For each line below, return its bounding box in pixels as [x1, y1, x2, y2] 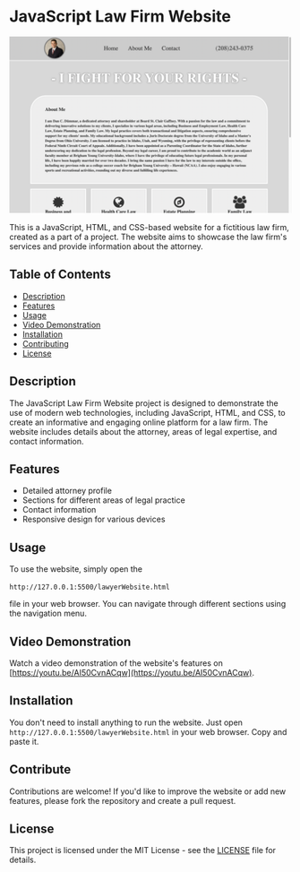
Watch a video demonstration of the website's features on [9, 658, 224, 669]
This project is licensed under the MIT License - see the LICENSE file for [9, 845, 276, 856]
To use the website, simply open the [9, 564, 143, 574]
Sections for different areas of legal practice [21, 495, 185, 505]
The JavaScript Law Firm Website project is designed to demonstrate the [9, 397, 279, 409]
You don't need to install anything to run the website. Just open [9, 717, 244, 728]
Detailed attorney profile [21, 486, 112, 496]
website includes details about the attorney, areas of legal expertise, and [9, 426, 278, 436]
